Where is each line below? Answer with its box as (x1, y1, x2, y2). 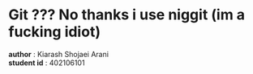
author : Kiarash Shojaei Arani (8, 49, 109, 59)
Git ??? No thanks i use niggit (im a (8, 6, 246, 24)
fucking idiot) (8, 23, 101, 41)
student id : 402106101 (8, 58, 85, 68)
